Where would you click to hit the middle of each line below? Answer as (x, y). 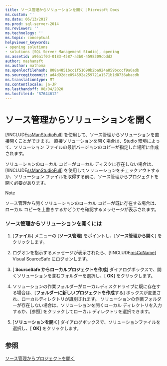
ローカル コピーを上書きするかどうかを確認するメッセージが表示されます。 (82, 210)
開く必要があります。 (27, 183)
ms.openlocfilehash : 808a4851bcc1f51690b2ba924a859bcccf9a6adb (72, 71)
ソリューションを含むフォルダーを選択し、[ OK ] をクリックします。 (86, 275)
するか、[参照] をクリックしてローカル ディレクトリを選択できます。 (83, 311)
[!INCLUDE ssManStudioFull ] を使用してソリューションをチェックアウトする (83, 170)
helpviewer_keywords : (28, 43)
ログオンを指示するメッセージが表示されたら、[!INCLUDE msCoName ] (84, 252)
